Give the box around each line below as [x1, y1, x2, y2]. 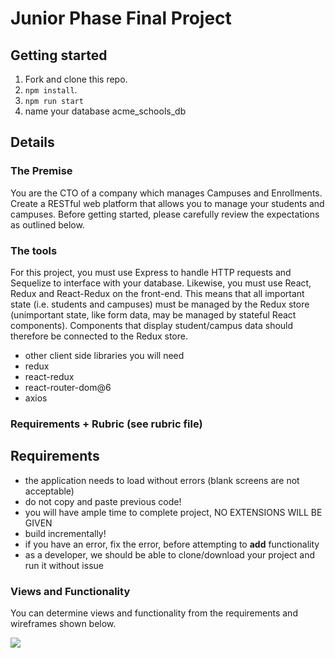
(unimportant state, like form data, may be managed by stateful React [10, 308, 297, 321]
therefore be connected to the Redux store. [10, 330, 188, 342]
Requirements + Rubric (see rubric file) [10, 417, 203, 431]
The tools [10, 243, 58, 257]
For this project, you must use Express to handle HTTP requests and [10, 266, 292, 278]
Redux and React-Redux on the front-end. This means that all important [10, 287, 305, 299]
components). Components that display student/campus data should [10, 319, 294, 331]
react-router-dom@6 [24, 381, 112, 393]
